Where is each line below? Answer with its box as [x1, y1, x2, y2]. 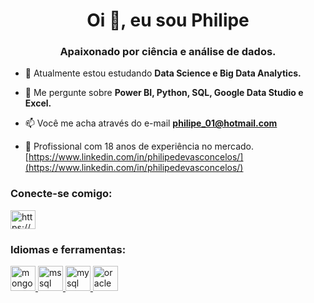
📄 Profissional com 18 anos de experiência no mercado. [24, 140, 255, 153]
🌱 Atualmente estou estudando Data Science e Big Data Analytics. [24, 67, 302, 79]
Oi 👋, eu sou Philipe [86, 9, 250, 32]
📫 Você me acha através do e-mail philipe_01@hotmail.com [24, 117, 278, 129]
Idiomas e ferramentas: [10, 242, 127, 256]
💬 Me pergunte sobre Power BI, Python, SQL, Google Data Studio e [24, 87, 304, 99]
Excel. [24, 97, 52, 109]
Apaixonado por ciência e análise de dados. [59, 45, 277, 59]
